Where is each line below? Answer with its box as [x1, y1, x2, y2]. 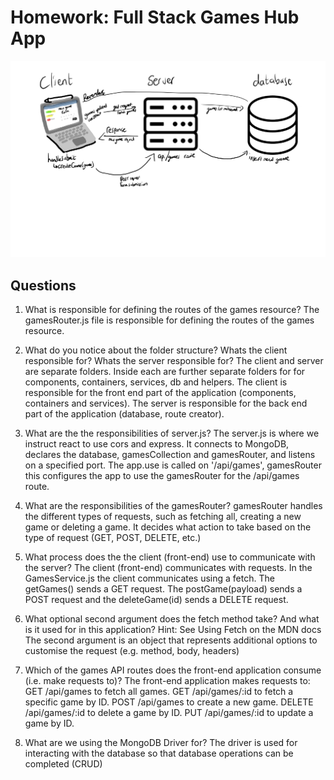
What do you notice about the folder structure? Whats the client [24, 344, 288, 356]
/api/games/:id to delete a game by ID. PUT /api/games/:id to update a [24, 707, 314, 719]
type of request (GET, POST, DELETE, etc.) [24, 532, 202, 544]
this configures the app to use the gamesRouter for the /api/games [24, 470, 300, 482]
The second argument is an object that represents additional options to [24, 634, 318, 646]
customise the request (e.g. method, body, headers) [24, 645, 240, 657]
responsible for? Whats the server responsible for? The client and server [24, 355, 324, 367]
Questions [10, 277, 77, 294]
